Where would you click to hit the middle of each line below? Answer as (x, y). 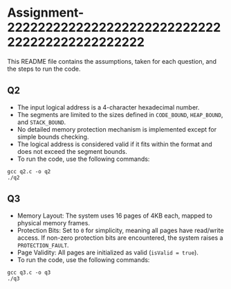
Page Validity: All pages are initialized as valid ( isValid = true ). (108, 252)
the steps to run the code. (44, 69)
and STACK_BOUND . (41, 122)
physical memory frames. (53, 222)
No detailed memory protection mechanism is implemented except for (117, 129)
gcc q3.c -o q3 (29, 272)
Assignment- (46, 13)
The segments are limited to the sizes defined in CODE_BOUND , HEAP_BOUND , (120, 114)
